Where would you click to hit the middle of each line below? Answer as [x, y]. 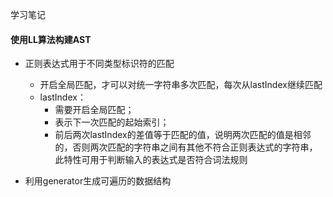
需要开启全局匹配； [94, 110]
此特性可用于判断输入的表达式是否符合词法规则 [151, 160]
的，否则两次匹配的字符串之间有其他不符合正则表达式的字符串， [186, 147]
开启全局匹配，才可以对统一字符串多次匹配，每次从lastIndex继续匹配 [181, 85]
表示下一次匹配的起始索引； [112, 122]
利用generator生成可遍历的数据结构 [98, 181]
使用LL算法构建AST [51, 39]
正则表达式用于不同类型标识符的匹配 [99, 64]
